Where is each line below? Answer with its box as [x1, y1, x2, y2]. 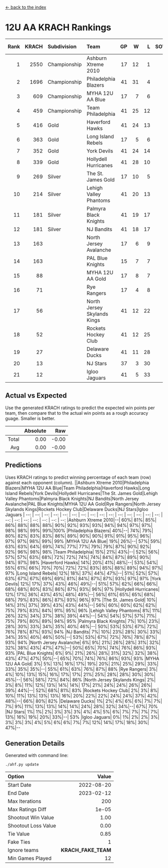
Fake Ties [7, 838, 31, 845]
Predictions [5, 461, 42, 469]
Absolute [24, 427, 46, 434]
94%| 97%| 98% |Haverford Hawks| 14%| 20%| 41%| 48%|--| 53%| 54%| [5, 559, 158, 566]
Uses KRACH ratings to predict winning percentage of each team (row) [5, 474, 151, 480]
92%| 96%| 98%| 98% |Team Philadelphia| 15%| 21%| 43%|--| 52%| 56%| [5, 549, 159, 555]
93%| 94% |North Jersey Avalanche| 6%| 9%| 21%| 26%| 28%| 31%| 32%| [5, 639, 161, 645]
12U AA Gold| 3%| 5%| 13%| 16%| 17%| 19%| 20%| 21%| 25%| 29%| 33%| [5, 660, 158, 666]
